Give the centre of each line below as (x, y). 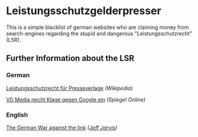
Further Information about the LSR (70, 58)
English (17, 115)
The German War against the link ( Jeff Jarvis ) (62, 128)
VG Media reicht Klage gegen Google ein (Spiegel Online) (76, 99)
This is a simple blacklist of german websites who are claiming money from (98, 27)
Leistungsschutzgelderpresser (84, 11)
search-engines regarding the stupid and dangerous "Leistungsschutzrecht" (99, 33)
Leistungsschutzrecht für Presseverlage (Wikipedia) (69, 88)
